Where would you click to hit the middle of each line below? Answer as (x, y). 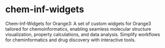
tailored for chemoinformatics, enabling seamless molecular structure (78, 29)
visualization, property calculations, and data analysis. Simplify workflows (83, 34)
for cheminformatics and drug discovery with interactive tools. (71, 40)
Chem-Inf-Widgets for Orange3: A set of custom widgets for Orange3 (78, 23)
